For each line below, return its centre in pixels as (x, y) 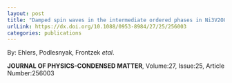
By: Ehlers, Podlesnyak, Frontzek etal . (61, 53)
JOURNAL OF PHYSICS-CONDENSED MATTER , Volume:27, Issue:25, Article (116, 66)
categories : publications (44, 33)
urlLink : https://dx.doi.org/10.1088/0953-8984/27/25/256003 (97, 26)
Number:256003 (31, 73)
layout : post (26, 13)
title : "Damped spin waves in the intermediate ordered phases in (105, 20)
